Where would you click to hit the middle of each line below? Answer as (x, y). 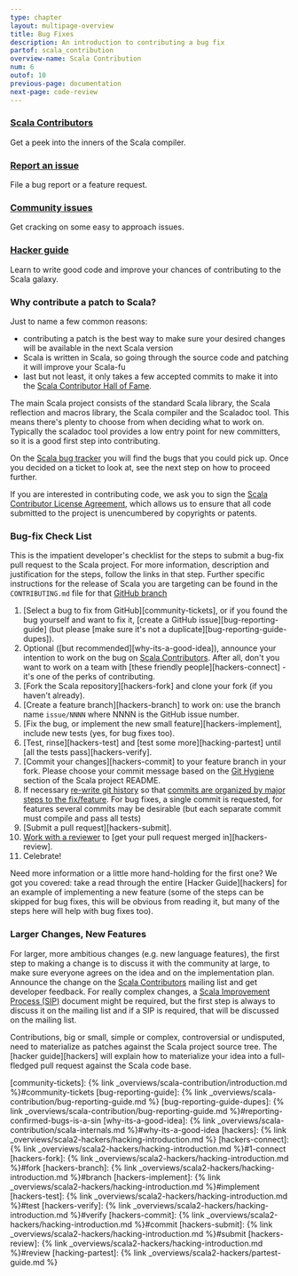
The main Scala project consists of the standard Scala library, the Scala (141, 403)
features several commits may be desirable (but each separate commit (152, 809)
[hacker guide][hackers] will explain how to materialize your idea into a (139, 1055)
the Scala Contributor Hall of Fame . (87, 385)
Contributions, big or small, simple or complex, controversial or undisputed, (148, 1037)
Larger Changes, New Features (78, 935)
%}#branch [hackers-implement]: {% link (145, 1177)
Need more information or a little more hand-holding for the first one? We (144, 873)
